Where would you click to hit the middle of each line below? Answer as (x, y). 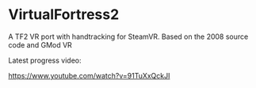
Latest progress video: (45, 60)
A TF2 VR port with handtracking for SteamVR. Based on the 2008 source (128, 36)
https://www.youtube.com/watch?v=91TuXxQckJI (89, 75)
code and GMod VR (40, 44)
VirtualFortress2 (64, 15)
